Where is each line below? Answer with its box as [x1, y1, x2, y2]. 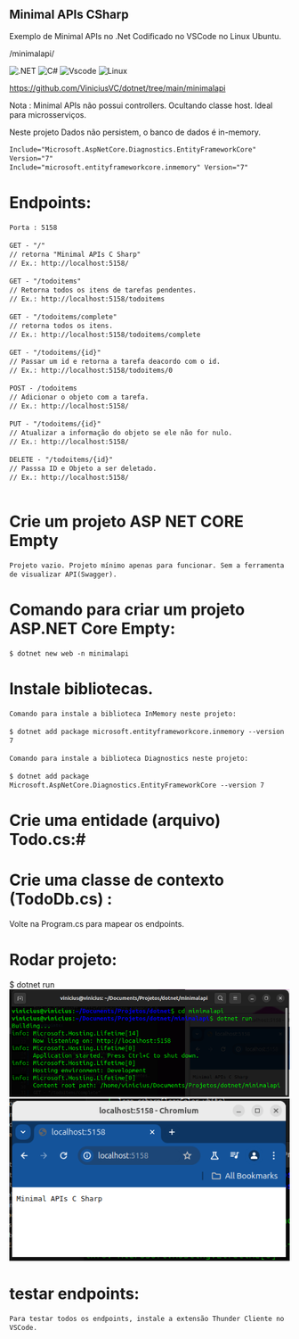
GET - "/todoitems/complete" [9, 312, 117, 321]
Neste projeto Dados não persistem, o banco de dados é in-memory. [9, 127, 261, 137]
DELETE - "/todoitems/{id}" [9, 455, 114, 464]
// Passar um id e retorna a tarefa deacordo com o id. [9, 357, 221, 366]
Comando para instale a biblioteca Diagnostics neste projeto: [9, 754, 249, 763]
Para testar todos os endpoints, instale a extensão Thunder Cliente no [9, 1315, 285, 1324]
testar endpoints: [9, 1284, 140, 1304]
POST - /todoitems [9, 384, 77, 393]
